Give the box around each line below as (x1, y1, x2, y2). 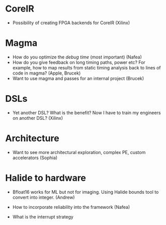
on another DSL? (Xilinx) (12, 115, 63, 121)
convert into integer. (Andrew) (12, 194, 75, 200)
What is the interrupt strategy (12, 213, 74, 219)
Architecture (5, 133, 59, 144)
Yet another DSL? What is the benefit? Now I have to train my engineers (12, 109, 161, 116)
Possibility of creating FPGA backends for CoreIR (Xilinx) (12, 20, 130, 26)
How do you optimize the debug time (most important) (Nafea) (12, 54, 142, 60)
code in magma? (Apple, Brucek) (12, 70, 81, 76)
